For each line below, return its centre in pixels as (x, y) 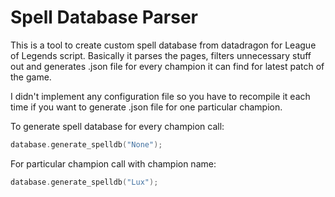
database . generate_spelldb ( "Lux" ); (84, 182)
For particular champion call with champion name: (113, 163)
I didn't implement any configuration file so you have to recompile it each (160, 96)
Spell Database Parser (104, 17)
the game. (31, 77)
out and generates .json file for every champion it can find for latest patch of (167, 66)
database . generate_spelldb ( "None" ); (86, 144)
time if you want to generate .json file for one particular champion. (146, 107)
